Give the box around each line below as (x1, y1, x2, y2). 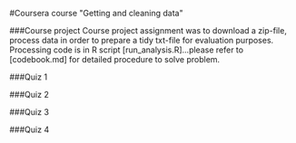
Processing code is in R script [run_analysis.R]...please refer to (9, 44, 243, 55)
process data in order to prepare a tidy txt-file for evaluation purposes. (9, 35, 274, 45)
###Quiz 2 (9, 90, 50, 100)
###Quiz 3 (9, 107, 50, 117)
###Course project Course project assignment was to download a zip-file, (9, 25, 288, 35)
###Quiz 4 (9, 124, 50, 135)
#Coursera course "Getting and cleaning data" (9, 8, 183, 18)
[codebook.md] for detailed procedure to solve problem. (9, 54, 221, 64)
